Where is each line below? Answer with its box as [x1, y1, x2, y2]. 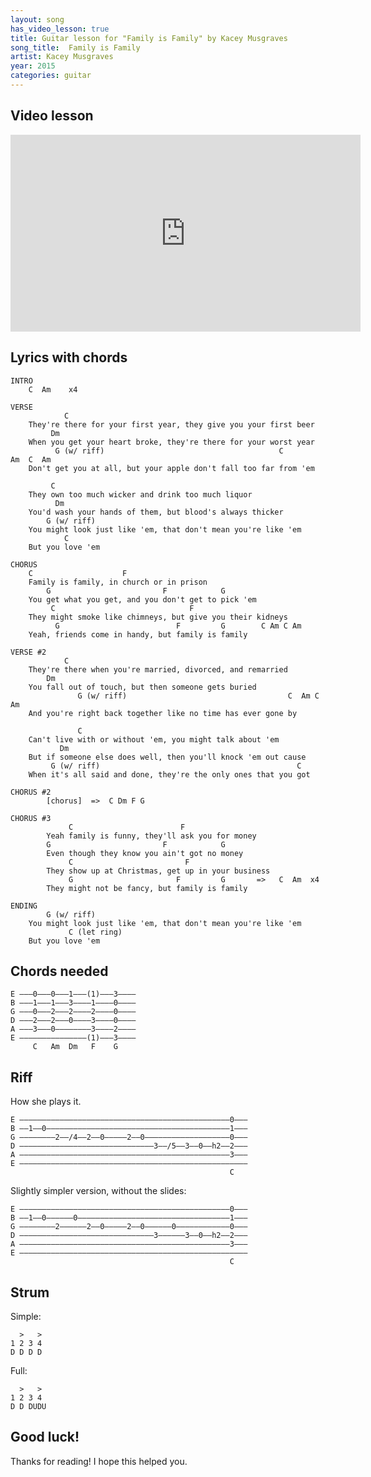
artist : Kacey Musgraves [10, 52, 114, 62]
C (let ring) [68, 927, 123, 937]
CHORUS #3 [10, 813, 52, 823]
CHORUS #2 [10, 787, 52, 797]
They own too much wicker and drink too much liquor [28, 489, 253, 500]
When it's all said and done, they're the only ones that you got [28, 769, 311, 780]
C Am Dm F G [32, 1042, 118, 1052]
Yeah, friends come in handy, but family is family [28, 629, 248, 640]
